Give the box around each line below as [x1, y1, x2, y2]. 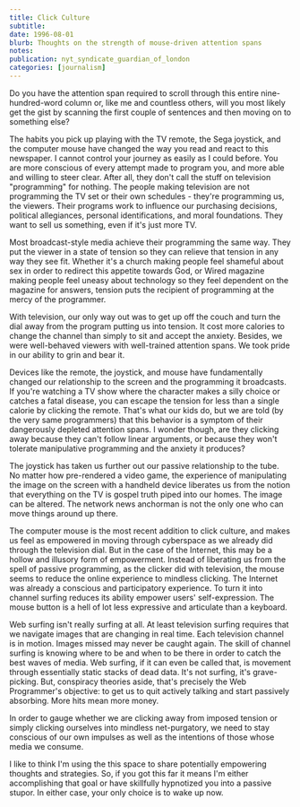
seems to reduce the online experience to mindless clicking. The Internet [9, 573, 279, 584]
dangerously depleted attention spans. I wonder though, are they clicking [9, 423, 279, 435]
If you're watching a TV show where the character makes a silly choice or [9, 386, 280, 396]
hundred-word [9, 97, 63, 108]
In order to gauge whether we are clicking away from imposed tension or [9, 712, 278, 723]
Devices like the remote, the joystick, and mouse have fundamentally [9, 367, 263, 377]
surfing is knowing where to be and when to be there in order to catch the [9, 647, 282, 658]
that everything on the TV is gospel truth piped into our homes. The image [9, 489, 283, 499]
